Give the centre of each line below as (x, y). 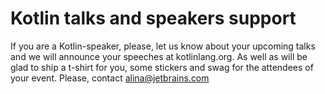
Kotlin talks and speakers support (153, 18)
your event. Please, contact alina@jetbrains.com (110, 78)
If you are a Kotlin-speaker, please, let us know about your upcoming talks (163, 46)
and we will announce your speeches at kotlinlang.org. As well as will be (159, 56)
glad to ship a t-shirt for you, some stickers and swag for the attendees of (162, 67)
